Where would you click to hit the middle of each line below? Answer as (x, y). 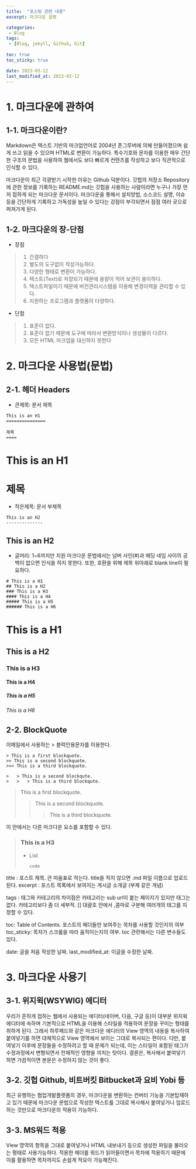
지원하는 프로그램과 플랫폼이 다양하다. (72, 301)
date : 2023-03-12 (27, 71)
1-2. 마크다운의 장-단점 (45, 229)
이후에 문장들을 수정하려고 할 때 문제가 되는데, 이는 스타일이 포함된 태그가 (105, 1045)
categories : (20, 28)
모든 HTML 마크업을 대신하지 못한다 (70, 341)
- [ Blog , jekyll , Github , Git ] (47, 44)
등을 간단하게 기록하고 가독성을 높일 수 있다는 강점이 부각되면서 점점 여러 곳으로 (97, 202)
